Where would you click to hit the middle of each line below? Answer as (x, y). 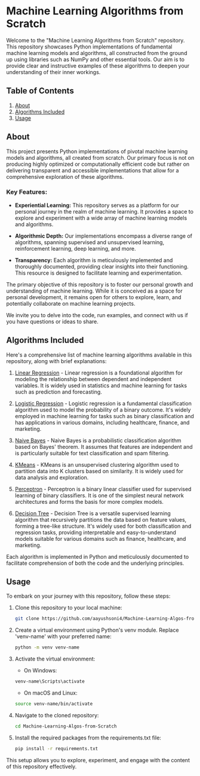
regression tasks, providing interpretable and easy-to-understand (95, 532)
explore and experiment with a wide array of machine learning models (101, 218)
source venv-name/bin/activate (54, 704)
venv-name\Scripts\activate (50, 681)
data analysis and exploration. (52, 477)
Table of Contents (40, 91)
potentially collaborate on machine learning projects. (71, 303)
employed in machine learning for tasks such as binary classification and (104, 416)
